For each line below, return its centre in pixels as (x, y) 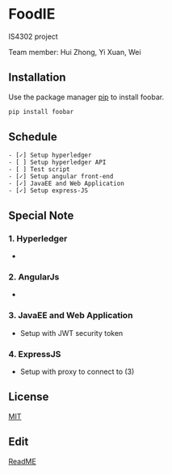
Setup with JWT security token (71, 333)
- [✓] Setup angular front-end (61, 177)
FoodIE (32, 14)
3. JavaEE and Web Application (71, 316)
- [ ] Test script (39, 170)
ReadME (22, 461)
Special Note (41, 215)
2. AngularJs (34, 277)
